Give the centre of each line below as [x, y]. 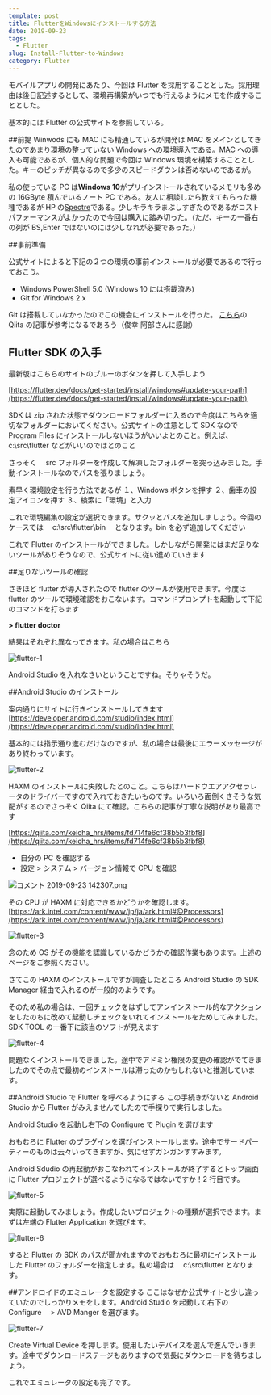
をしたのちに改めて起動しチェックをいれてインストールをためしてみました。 [135, 1017]
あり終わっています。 [43, 753]
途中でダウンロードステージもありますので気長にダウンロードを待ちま [138, 1355]
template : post [34, 16]
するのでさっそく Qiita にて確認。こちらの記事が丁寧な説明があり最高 [138, 806]
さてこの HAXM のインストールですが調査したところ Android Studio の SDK [134, 979]
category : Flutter [39, 61]
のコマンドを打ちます [44, 609]
